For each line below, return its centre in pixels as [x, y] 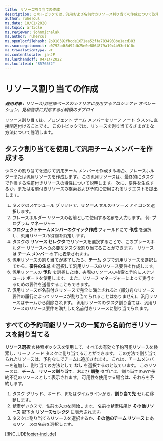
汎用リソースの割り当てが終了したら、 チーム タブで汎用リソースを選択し [85, 260]
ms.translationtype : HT [29, 50]
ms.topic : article [24, 28]
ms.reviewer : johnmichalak [32, 32]
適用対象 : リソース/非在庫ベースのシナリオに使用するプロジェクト [71, 104]
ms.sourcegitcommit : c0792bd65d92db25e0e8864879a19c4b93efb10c [70, 46]
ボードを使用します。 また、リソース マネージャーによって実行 [88, 278]
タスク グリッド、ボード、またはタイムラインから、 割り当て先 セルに [81, 393]
